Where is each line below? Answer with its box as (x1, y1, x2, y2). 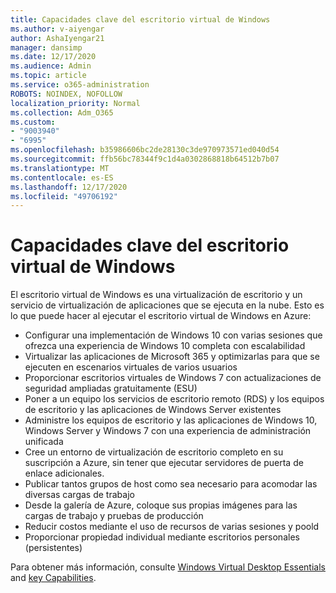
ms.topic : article (10, 71, 87, 81)
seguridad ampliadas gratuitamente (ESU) (24, 382, 198, 395)
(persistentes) (24, 542, 83, 554)
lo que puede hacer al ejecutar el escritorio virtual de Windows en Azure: (10, 310, 312, 322)
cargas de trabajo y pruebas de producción (24, 510, 204, 522)
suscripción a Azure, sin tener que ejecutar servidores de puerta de (24, 457, 304, 469)
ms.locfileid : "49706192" (10, 191, 118, 201)
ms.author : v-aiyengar (10, 24, 105, 34)
